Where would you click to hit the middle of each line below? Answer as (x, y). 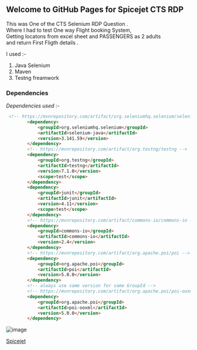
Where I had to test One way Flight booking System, (69, 30)
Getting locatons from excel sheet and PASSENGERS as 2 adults (84, 36)
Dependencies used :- (33, 106)
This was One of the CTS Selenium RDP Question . (67, 23)
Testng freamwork (37, 78)
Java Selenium (32, 65)
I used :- (16, 54)
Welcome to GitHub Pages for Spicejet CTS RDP (95, 10)
